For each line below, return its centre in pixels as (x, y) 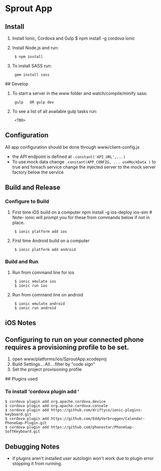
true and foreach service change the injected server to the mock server (84, 167)
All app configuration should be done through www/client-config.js (72, 147)
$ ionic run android (35, 308)
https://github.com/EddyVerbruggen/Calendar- (98, 419)
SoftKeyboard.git (23, 432)
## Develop (17, 84)
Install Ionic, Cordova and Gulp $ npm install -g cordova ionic (73, 38)
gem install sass (32, 75)
